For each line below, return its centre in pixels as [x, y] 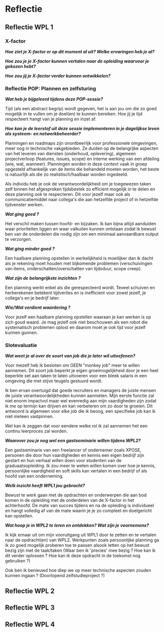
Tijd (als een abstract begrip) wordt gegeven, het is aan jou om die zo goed [81, 109]
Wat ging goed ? [22, 214]
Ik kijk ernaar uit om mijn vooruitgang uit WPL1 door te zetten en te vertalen [81, 535]
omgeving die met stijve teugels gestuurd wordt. [54, 381]
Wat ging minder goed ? [30, 249]
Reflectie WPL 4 [30, 624]
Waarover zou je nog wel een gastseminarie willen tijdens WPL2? [73, 441]
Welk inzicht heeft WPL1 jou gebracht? [45, 486]
